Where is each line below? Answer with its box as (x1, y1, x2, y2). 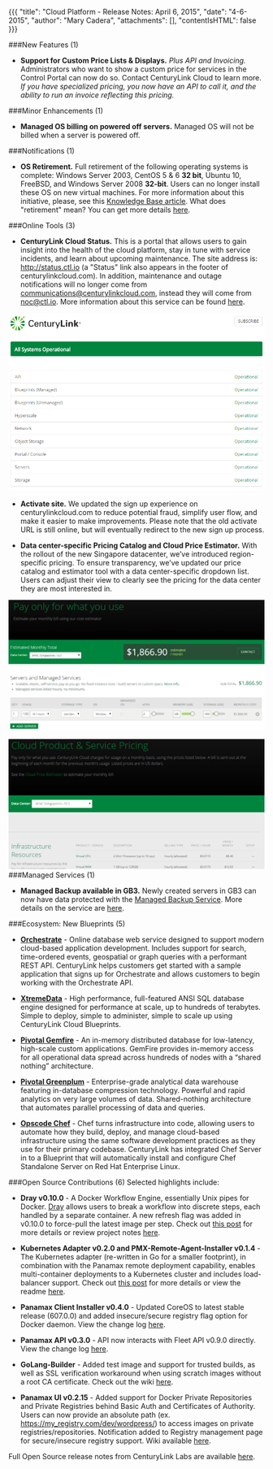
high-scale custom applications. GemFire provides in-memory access (19, 1044, 254, 1054)
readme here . (19, 1287, 66, 1297)
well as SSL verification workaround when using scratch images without (19, 1368, 262, 1378)
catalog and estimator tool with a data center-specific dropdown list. (19, 566, 249, 576)
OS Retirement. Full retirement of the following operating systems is (19, 162, 249, 171)
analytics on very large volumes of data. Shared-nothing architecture (19, 1094, 252, 1104)
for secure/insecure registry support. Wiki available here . (19, 1436, 211, 1445)
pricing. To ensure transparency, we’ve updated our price (48, 558, 241, 568)
